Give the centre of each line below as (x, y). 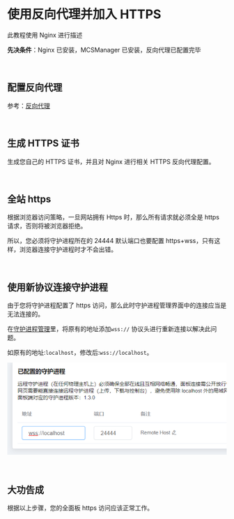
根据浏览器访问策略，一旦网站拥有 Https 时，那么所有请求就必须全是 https (113, 217)
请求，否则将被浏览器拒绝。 (47, 226)
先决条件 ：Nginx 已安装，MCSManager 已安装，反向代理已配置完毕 (104, 50)
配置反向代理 (35, 88)
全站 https (29, 199)
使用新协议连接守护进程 (57, 287)
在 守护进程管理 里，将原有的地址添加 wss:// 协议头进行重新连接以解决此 (109, 329)
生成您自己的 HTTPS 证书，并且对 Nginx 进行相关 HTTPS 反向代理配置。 (111, 161)
